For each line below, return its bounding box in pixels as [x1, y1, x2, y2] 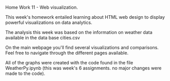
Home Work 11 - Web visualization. [5, 5, 78, 10]
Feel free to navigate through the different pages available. [5, 50, 129, 56]
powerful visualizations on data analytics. [5, 20, 92, 25]
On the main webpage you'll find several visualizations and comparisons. [5, 45, 159, 50]
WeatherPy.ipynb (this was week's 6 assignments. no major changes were [5, 65, 162, 71]
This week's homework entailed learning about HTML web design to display [5, 14, 165, 20]
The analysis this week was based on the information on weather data [5, 29, 153, 35]
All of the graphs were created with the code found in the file [5, 60, 134, 65]
